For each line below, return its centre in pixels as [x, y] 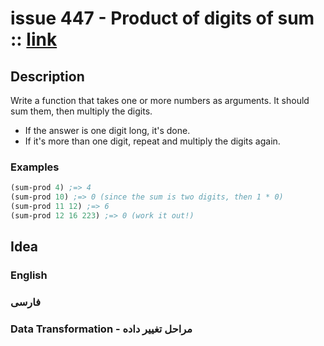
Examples [35, 167]
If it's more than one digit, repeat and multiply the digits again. [152, 141]
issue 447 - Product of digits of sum [162, 18]
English [29, 275]
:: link [34, 39]
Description [47, 76]
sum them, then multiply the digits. [81, 111]
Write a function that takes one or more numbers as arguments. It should [160, 100]
